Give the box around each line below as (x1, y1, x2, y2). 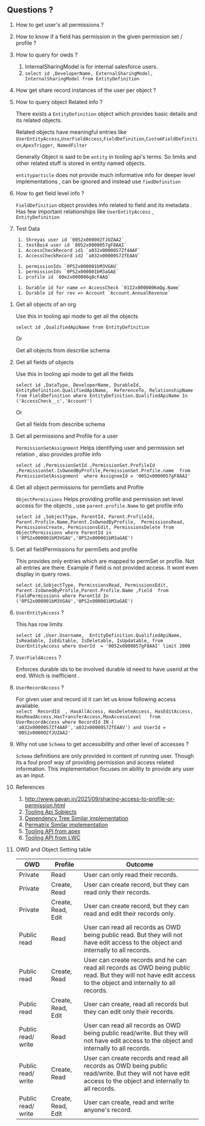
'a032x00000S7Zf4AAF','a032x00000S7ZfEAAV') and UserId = (15, 724, 166, 730)
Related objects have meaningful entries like (15, 128, 127, 136)
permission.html (24, 802, 66, 809)
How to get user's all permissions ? (15, 21, 104, 28)
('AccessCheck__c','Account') (15, 398, 93, 404)
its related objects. (15, 116, 63, 124)
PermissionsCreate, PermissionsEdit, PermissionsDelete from (15, 524, 175, 530)
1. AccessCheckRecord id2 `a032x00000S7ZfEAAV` (18, 253, 141, 259)
